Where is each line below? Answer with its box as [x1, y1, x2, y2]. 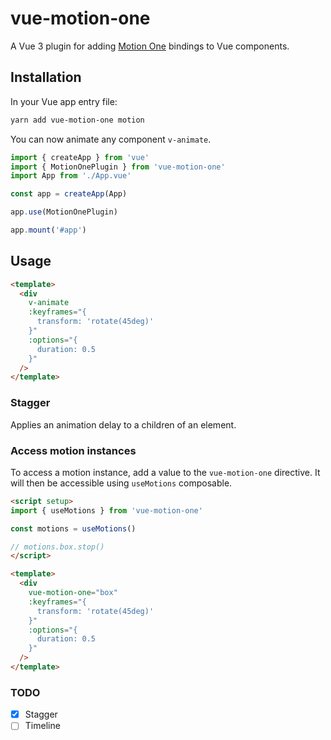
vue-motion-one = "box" [28, 588, 118, 598]
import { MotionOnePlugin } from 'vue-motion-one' [10, 162, 226, 172]
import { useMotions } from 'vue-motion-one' [10, 505, 203, 516]
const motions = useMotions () [10, 523, 137, 534]
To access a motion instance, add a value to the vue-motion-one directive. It [10, 466, 321, 478]
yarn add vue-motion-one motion [10, 115, 145, 125]
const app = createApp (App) [10, 189, 128, 199]
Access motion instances [10, 443, 137, 457]
